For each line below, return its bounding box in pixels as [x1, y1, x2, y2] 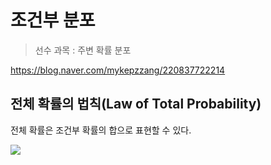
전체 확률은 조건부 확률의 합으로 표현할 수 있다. [10, 124, 192, 136]
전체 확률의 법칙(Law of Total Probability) [10, 96, 262, 113]
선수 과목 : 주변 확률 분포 [34, 44, 132, 56]
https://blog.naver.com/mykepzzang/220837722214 [10, 64, 226, 76]
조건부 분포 [10, 9, 96, 32]
